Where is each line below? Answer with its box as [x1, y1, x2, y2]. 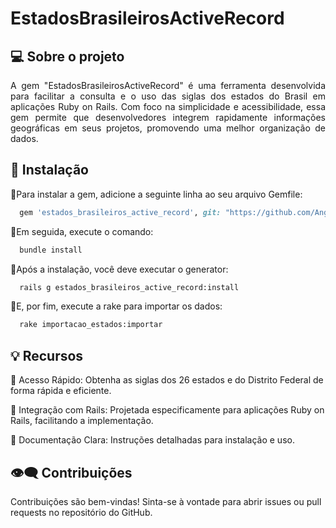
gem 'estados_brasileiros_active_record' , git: [19, 207, 222, 217]
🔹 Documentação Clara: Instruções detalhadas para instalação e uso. [10, 434, 295, 446]
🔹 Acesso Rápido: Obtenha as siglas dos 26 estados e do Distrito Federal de [10, 374, 324, 386]
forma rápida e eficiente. [10, 385, 112, 397]
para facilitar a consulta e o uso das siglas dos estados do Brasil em [10, 90, 326, 102]
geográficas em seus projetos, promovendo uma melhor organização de [10, 122, 326, 134]
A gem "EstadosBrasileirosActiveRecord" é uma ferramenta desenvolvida [10, 80, 326, 91]
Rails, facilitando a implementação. [10, 415, 154, 427]
